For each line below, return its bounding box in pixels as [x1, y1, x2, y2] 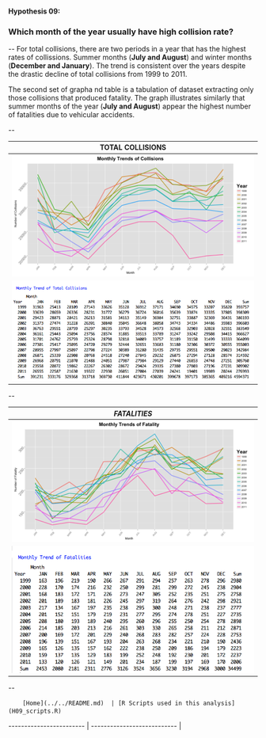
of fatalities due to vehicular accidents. [8, 109, 135, 119]
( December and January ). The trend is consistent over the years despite [8, 60, 246, 70]
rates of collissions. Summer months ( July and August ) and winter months [8, 52, 252, 62]
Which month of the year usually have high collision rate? [8, 26, 234, 37]
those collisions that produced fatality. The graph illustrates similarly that [8, 93, 245, 102]
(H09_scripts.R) [8, 707, 62, 716]
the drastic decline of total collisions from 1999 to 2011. [8, 69, 188, 78]
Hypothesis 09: [8, 6, 61, 16]
